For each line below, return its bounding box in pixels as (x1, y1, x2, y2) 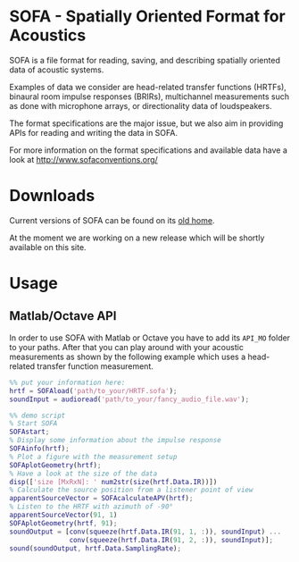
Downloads (9, 186, 96, 206)
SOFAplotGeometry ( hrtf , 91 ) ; (9, 518, 118, 528)
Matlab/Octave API (9, 308, 117, 323)
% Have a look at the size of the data (9, 469, 158, 478)
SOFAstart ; (9, 427, 50, 437)
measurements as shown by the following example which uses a (9, 351, 246, 362)
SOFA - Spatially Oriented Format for (9, 6, 286, 27)
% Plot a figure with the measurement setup (9, 452, 178, 461)
